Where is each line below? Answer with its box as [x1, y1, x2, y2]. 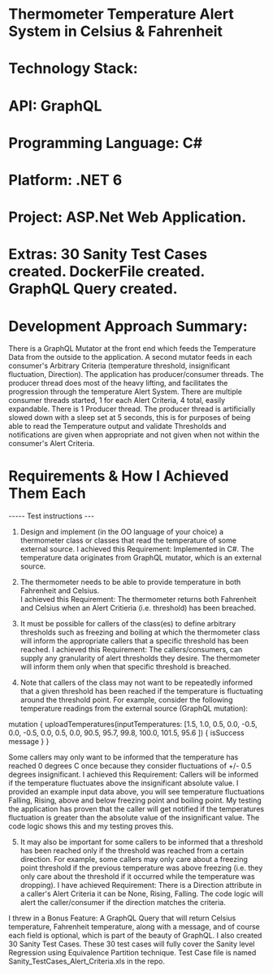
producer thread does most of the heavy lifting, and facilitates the [8, 379, 228, 388]
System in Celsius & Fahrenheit [8, 22, 223, 41]
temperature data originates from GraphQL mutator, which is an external [19, 553, 262, 563]
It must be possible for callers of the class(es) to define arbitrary [19, 619, 236, 629]
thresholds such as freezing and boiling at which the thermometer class [19, 627, 261, 638]
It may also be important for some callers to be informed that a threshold [19, 838, 263, 847]
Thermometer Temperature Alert [8, 5, 234, 24]
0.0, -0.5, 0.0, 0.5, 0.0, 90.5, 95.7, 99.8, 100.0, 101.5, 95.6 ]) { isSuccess [8, 728, 245, 738]
